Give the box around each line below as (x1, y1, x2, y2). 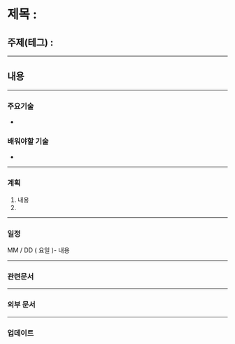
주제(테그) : (7, 36, 54, 48)
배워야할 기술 (7, 137, 49, 146)
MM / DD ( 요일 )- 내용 (7, 246, 70, 254)
